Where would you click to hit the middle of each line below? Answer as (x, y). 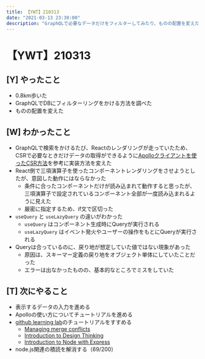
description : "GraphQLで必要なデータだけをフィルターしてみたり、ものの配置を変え (101, 23)
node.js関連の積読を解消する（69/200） (66, 349)
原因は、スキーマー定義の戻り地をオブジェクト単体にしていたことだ (110, 255)
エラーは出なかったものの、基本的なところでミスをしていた (99, 270)
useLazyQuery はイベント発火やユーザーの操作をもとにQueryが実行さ (110, 232)
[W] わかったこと (39, 132)
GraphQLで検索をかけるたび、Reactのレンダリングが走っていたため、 (103, 148)
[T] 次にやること (37, 291)
